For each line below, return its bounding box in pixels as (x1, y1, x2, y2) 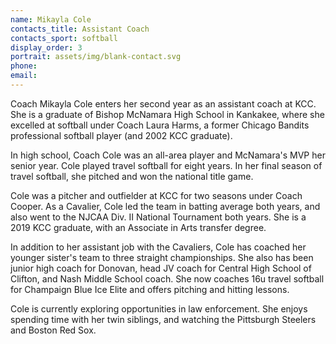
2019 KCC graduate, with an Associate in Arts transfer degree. (10, 221, 267, 233)
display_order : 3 (10, 42, 83, 53)
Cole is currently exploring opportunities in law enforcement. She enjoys (10, 302, 308, 315)
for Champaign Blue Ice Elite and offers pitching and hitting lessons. (10, 283, 290, 295)
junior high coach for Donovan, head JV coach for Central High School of (10, 262, 312, 274)
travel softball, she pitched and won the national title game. (10, 170, 254, 182)
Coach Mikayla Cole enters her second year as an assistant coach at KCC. (10, 97, 317, 110)
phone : (10, 61, 38, 71)
